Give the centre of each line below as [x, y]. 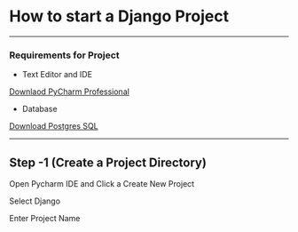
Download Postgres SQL [54, 126]
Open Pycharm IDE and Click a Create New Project [102, 184]
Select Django [35, 201]
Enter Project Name [45, 219]
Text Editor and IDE [57, 75]
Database [39, 109]
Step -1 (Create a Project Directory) [108, 162]
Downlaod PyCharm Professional [70, 92]
